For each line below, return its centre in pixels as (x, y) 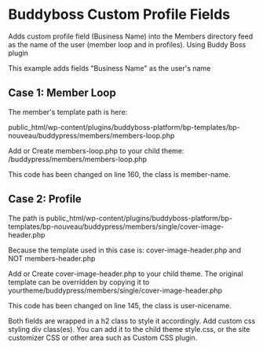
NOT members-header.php (52, 258)
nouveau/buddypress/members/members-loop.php (91, 135)
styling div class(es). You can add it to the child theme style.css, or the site (129, 329)
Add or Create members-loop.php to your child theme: (96, 150)
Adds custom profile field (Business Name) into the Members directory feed (131, 36)
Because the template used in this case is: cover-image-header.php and (125, 250)
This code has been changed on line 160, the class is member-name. (119, 174)
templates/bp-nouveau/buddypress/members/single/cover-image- (116, 227)
